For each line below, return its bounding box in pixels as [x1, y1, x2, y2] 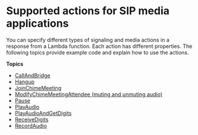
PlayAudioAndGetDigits [14, 110, 72, 117]
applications [6, 17, 69, 30]
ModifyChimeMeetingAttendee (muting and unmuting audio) [14, 91, 163, 98]
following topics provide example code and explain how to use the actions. [6, 49, 189, 56]
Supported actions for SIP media [6, 4, 170, 18]
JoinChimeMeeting [14, 84, 61, 91]
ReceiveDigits [14, 115, 49, 123]
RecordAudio [14, 122, 48, 129]
